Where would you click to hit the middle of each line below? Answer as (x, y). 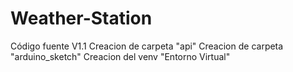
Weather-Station (81, 18)
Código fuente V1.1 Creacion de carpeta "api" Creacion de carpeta (147, 46)
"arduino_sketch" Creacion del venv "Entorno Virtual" (120, 56)
